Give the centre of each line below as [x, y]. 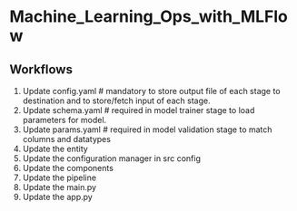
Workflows [41, 69]
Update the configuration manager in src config [112, 158]
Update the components [68, 168]
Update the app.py [57, 197]
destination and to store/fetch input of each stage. [116, 101]
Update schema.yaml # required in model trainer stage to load [139, 110]
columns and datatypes [67, 139]
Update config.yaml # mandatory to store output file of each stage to [151, 91]
